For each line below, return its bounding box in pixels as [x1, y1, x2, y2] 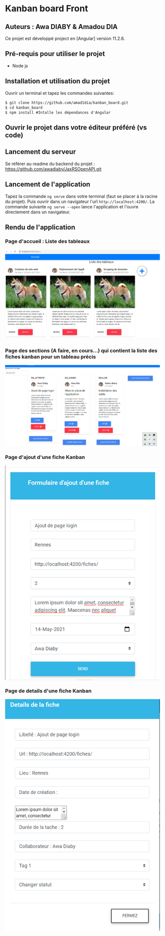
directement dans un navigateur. [5, 209, 71, 215]
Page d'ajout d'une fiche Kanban [5, 454, 85, 461]
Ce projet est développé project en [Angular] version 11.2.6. [5, 35, 125, 41]
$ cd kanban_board [5, 105, 43, 110]
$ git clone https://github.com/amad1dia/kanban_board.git [5, 100, 129, 105]
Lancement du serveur [5, 148, 76, 156]
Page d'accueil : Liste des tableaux [5, 238, 90, 245]
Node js [12, 62, 28, 69]
